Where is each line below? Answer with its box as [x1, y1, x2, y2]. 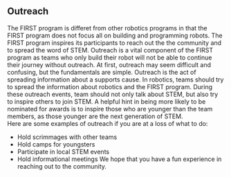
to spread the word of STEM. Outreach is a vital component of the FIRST [7, 46, 213, 54]
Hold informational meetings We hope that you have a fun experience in [17, 155, 222, 163]
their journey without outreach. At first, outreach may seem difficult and [7, 60, 211, 68]
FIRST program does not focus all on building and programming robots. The [7, 31, 223, 39]
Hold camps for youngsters [17, 140, 95, 148]
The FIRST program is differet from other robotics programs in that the [7, 24, 207, 32]
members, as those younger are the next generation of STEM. [7, 112, 183, 120]
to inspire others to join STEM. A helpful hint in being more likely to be [7, 97, 206, 106]
